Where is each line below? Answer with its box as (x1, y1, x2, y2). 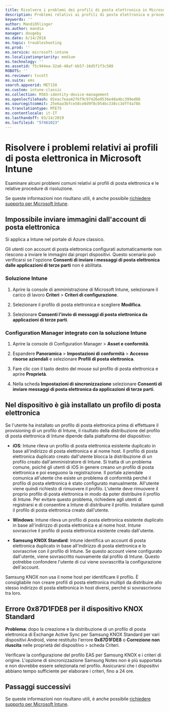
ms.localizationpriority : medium (5, 54, 75, 60)
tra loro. (5, 590, 22, 596)
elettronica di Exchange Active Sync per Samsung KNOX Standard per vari (5, 631, 160, 637)
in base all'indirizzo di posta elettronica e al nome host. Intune (12, 522, 141, 528)
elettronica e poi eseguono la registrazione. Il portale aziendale (12, 469, 143, 475)
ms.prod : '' (5, 45, 30, 50)
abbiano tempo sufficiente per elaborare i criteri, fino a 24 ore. (5, 668, 134, 674)
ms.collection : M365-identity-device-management (5, 92, 109, 97)
